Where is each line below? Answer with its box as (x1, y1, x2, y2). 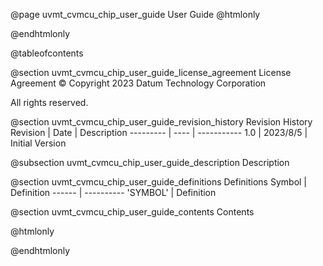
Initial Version (10, 137, 67, 149)
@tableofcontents (10, 47, 84, 59)
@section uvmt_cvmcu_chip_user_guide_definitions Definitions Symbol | (10, 176, 308, 188)
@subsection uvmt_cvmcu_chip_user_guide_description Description (10, 157, 290, 168)
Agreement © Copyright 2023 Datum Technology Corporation (10, 77, 267, 89)
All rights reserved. (10, 97, 89, 108)
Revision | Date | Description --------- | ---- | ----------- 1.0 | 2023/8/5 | (10, 127, 308, 138)
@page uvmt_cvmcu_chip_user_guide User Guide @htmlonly (10, 9, 261, 20)
